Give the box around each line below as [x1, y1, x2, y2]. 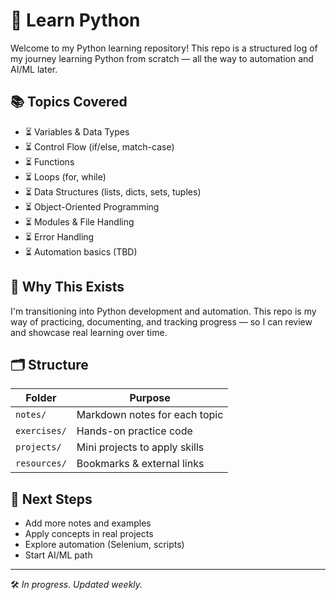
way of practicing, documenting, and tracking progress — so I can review [10, 315, 313, 328]
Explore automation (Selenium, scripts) [24, 539, 185, 551]
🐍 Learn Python [10, 9, 141, 32]
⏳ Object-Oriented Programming [24, 200, 160, 213]
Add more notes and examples [24, 517, 152, 529]
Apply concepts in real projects [24, 528, 154, 540]
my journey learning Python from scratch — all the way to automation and [10, 52, 314, 64]
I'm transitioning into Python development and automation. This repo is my [10, 305, 317, 317]
